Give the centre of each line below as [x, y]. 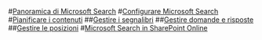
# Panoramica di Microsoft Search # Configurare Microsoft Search [113, 11]
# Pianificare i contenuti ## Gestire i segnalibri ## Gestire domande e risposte [131, 20]
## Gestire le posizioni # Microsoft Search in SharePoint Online [108, 28]
